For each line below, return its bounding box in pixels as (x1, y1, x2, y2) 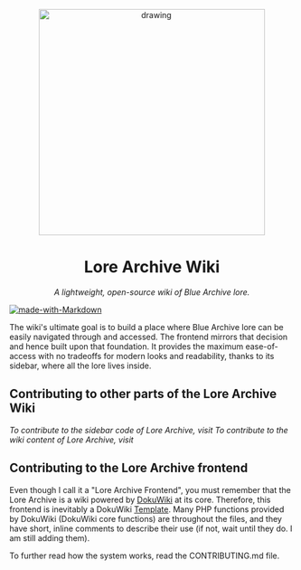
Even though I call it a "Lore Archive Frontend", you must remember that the (9, 484, 291, 495)
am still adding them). (9, 532, 90, 543)
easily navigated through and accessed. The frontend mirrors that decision (9, 331, 288, 342)
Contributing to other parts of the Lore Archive (9, 386, 277, 402)
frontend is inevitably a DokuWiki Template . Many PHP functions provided (9, 503, 285, 515)
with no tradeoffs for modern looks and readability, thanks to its (37, 350, 275, 361)
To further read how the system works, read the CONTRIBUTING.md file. (9, 550, 280, 561)
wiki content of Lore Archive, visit (9, 434, 134, 445)
